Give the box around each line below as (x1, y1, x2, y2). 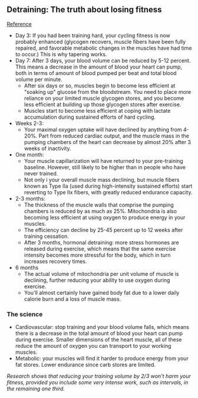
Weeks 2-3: (15, 119, 44, 126)
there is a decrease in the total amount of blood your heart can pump (15, 330, 183, 337)
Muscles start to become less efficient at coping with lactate (24, 107, 171, 114)
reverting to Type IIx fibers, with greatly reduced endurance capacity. (24, 188, 193, 195)
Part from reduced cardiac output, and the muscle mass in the (38, 132, 189, 139)
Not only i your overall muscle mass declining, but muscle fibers (24, 176, 180, 183)
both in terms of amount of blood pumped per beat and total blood (15, 69, 177, 76)
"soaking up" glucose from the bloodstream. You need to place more (24, 88, 192, 95)
